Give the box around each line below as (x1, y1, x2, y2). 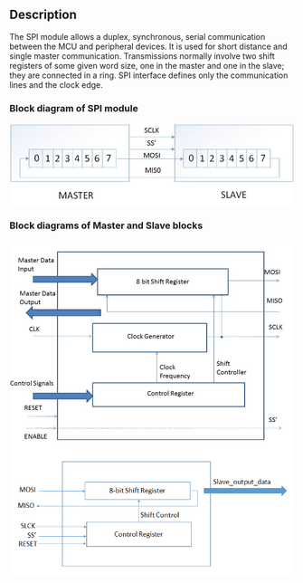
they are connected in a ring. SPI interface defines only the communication (9, 70, 289, 81)
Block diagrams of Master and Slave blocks (9, 219, 204, 232)
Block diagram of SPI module (9, 101, 138, 114)
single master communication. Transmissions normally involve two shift (9, 50, 275, 62)
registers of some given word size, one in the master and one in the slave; (9, 60, 285, 71)
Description (9, 7, 77, 23)
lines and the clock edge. (9, 79, 104, 90)
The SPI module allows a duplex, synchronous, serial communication (9, 31, 266, 42)
